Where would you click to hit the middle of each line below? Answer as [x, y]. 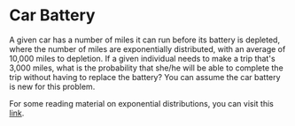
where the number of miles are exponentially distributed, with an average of [147, 48]
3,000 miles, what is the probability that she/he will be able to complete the [146, 68]
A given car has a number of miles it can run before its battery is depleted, [145, 40]
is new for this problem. [52, 86]
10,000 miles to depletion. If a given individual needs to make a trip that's [143, 58]
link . [17, 113]
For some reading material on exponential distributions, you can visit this [142, 103]
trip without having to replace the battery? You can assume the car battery [145, 77]
